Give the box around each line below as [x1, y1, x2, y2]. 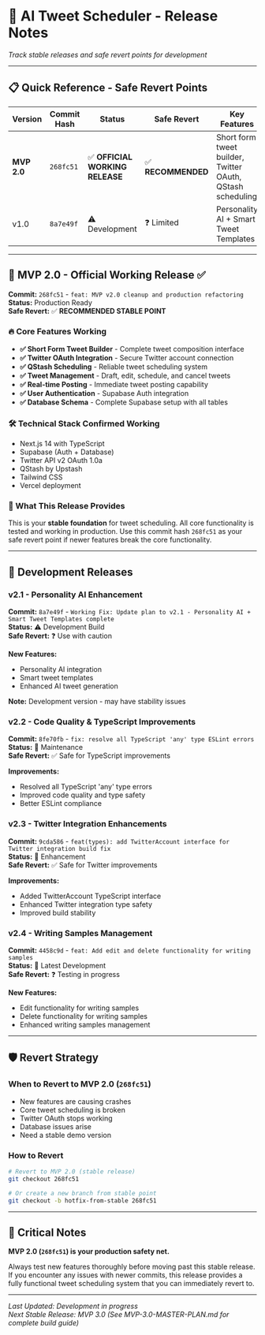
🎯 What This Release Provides [8, 501, 125, 512]
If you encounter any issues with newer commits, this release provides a [8, 1270, 243, 1280]
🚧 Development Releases [8, 565, 133, 579]
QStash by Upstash [19, 464, 83, 474]
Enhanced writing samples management [19, 1020, 151, 1030]
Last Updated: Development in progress [8, 1301, 138, 1311]
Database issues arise [19, 1121, 92, 1131]
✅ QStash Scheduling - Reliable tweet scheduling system [19, 362, 207, 371]
